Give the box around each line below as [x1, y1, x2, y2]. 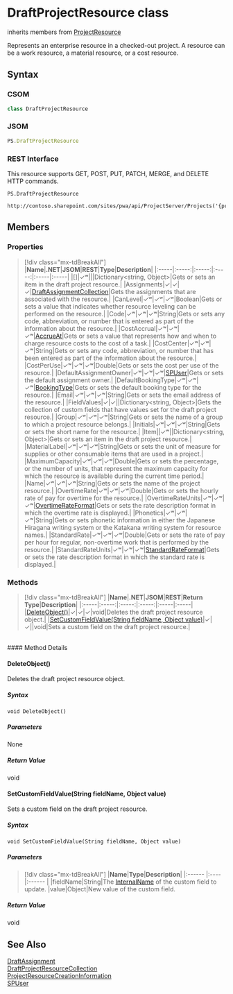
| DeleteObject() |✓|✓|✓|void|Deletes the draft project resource [24, 608, 203, 616]
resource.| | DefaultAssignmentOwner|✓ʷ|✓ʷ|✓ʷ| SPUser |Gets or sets [24, 368, 224, 377]
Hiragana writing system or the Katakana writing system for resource [24, 523, 221, 531]
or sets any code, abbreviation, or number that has [69, 346, 214, 354]
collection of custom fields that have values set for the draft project [24, 405, 217, 413]
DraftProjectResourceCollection [7, 964, 98, 972]
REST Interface [7, 154, 59, 164]
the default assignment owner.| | [24, 376, 117, 384]
